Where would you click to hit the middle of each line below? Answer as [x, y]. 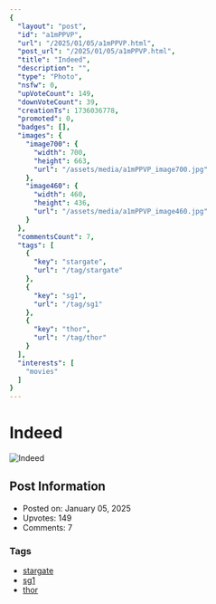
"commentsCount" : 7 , [56, 236]
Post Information [57, 487]
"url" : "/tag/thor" [70, 338]
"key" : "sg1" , [60, 295]
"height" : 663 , [62, 161]
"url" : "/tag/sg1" [68, 304]
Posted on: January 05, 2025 [76, 508]
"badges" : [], [44, 128]
